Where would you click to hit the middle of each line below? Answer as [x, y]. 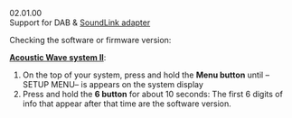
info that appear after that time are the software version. [127, 104]
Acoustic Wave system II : [58, 57]
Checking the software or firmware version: [90, 40]
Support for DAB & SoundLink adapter [80, 23]
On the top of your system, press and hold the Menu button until [143, 75]
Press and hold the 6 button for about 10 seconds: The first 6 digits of [152, 94]
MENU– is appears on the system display [127, 84]
